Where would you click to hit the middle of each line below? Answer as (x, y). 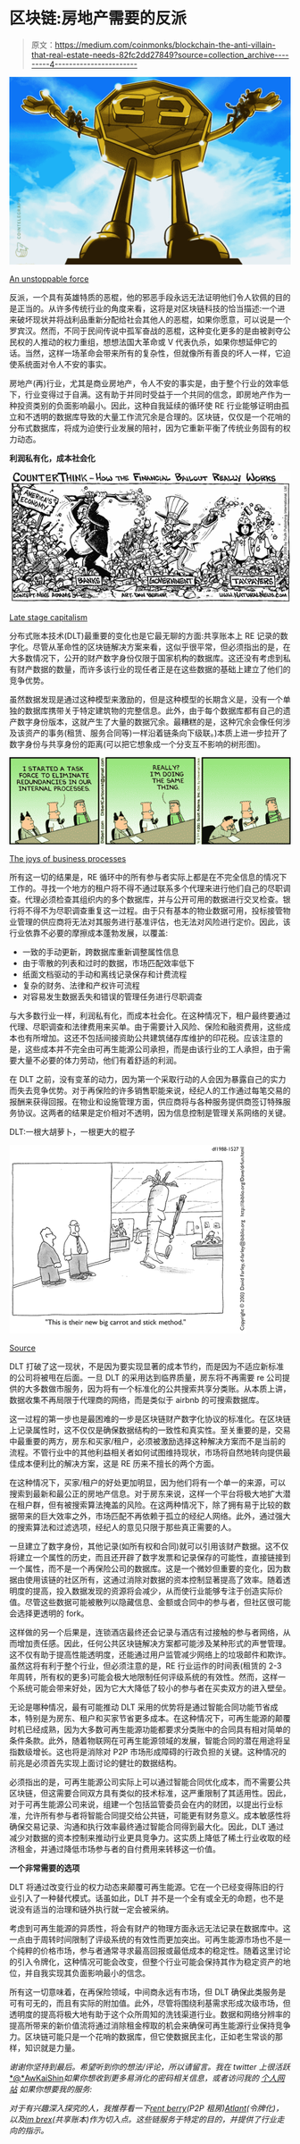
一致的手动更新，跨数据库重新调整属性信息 (100, 952)
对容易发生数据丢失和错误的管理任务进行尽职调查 (112, 996)
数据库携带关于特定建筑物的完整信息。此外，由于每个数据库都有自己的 (154, 710)
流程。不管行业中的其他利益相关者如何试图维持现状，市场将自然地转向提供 (146, 1452)
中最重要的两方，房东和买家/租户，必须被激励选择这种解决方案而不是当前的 (148, 1442)
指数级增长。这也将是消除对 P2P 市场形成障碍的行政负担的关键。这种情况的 (148, 1752)
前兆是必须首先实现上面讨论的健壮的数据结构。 (95, 1763)
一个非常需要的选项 (45, 1868)
